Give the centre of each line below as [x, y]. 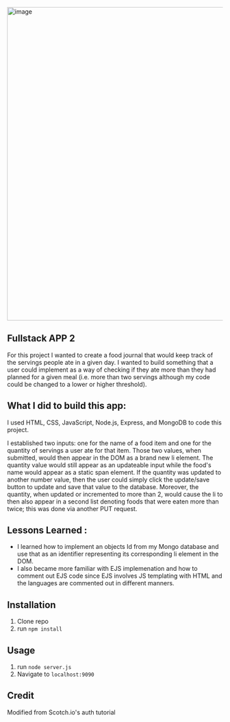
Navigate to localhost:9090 [55, 674]
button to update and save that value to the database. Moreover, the [103, 486]
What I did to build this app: [67, 406]
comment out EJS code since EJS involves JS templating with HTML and [119, 576]
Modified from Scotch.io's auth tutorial [61, 712]
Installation [31, 605]
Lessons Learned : [47, 531]
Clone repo [33, 622]
